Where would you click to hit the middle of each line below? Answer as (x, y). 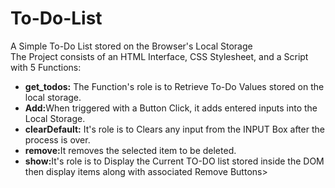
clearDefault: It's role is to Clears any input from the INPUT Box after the (174, 129)
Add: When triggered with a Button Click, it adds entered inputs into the (171, 108)
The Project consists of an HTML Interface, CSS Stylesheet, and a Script (159, 56)
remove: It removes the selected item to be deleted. (130, 150)
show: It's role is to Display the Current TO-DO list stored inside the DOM (174, 161)
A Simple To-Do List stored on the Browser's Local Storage (131, 46)
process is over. (57, 139)
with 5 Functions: (46, 67)
